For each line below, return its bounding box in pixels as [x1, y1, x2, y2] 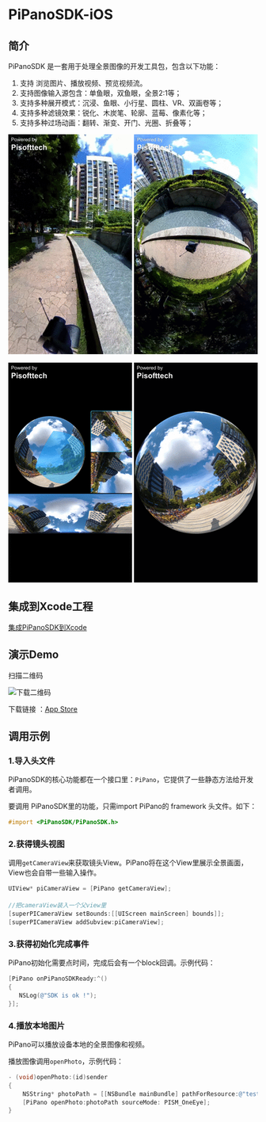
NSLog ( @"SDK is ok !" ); [18, 991, 97, 999]
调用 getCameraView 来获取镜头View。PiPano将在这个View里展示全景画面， [8, 858, 248, 868]
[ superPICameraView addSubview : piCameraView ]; [8, 918, 165, 926]
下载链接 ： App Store [8, 704, 78, 714]
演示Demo [8, 648, 59, 662]
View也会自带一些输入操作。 [8, 868, 101, 877]
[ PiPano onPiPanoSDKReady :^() [8, 975, 108, 983]
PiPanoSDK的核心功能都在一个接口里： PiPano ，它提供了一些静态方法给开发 [8, 775, 254, 784]
